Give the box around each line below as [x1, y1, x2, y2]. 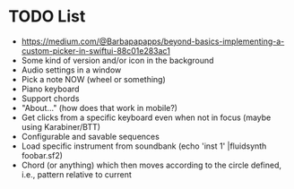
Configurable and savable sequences [21, 131, 160, 142]
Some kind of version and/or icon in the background [21, 55, 214, 65]
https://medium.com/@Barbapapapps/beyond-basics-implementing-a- [21, 36, 285, 47]
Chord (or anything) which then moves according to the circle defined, [21, 159, 282, 170]
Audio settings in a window [21, 64, 122, 75]
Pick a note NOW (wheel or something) [21, 73, 167, 84]
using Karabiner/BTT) [21, 121, 100, 132]
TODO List [8, 6, 86, 27]
